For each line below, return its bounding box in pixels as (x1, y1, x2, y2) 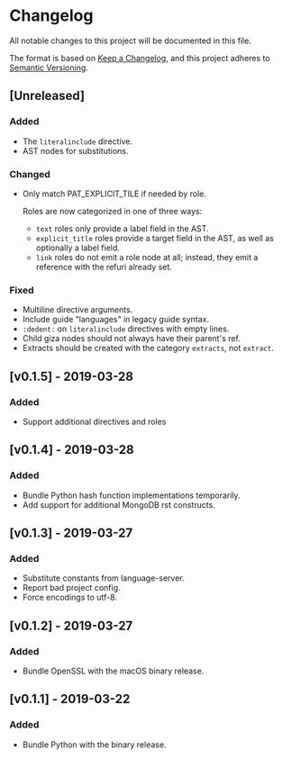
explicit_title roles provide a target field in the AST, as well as (35, 232, 275, 243)
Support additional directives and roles (22, 416, 167, 427)
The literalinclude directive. (22, 136, 133, 147)
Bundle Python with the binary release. (22, 739, 167, 750)
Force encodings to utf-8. (22, 592, 117, 603)
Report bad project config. (22, 583, 121, 593)
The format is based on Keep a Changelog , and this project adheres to (9, 52, 270, 63)
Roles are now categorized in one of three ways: (22, 205, 203, 216)
